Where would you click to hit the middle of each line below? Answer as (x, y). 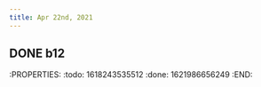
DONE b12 (37, 54)
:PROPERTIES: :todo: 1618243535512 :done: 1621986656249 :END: (131, 75)
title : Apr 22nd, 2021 (51, 17)
